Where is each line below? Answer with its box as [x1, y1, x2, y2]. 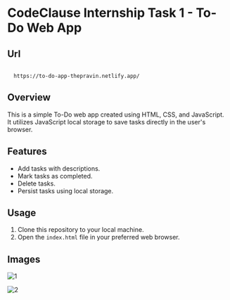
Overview [7, 91, 51, 103]
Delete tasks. [17, 179, 56, 188]
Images [7, 253, 41, 265]
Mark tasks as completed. [17, 171, 93, 180]
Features [7, 145, 47, 157]
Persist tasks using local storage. [17, 186, 114, 195]
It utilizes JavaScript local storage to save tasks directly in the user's [7, 117, 206, 126]
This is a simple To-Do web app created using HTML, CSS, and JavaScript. [7, 110, 224, 119]
